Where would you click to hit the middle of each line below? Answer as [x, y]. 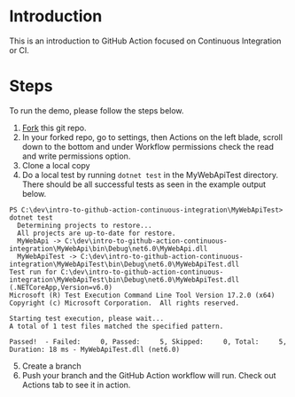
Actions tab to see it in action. [76, 385]
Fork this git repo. [54, 128]
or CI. [19, 50]
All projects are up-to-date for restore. [97, 233]
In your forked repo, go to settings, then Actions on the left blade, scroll [152, 137]
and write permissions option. [76, 156]
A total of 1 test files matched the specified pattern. [116, 326]
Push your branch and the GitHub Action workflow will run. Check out [149, 375]
